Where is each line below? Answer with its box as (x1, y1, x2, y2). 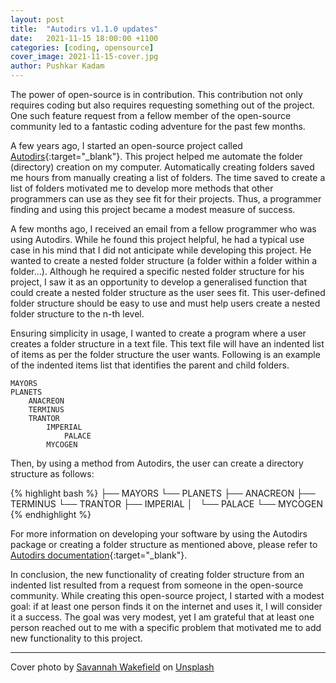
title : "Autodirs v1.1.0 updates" (10, 24, 159, 34)
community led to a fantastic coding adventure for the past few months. (10, 121, 306, 132)
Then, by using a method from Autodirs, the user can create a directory (10, 457, 304, 469)
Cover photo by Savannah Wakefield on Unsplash (10, 661, 215, 673)
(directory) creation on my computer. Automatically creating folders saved (10, 161, 315, 173)
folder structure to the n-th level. (10, 308, 145, 320)
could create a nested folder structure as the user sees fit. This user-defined (10, 287, 326, 298)
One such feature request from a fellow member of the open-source (10, 110, 292, 121)
